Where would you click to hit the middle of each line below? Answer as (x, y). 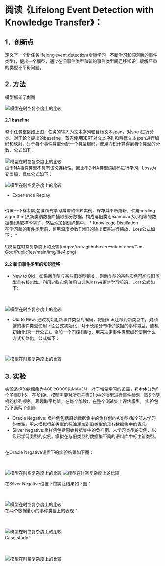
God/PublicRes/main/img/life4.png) (41, 252)
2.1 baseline (17, 120)
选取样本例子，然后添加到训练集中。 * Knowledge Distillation (77, 223)
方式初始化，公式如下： (36, 338)
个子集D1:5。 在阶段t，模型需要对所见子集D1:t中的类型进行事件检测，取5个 (80, 395)
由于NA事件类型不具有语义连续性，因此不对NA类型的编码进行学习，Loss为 (81, 168)
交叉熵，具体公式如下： (29, 174)
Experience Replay (31, 195)
